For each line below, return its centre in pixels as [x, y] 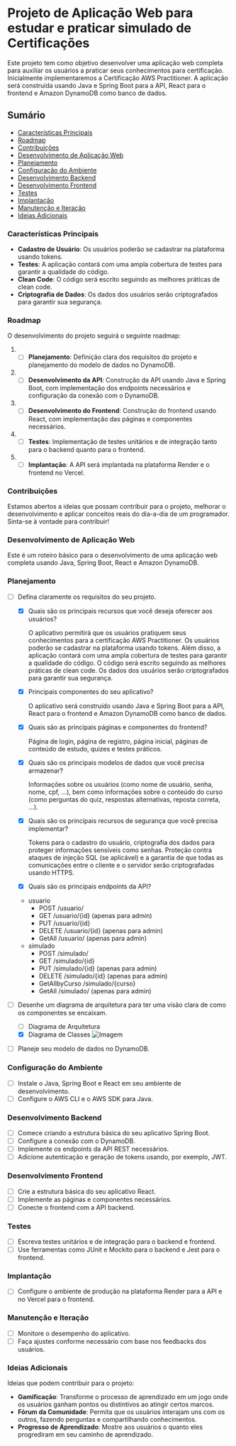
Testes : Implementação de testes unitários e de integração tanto [123, 441]
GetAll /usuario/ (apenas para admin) [93, 938]
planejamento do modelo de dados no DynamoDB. [102, 365]
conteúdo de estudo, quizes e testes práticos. [95, 749]
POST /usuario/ [61, 908]
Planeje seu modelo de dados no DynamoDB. [84, 1049]
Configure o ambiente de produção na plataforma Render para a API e [120, 1291]
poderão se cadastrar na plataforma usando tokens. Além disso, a [124, 648]
